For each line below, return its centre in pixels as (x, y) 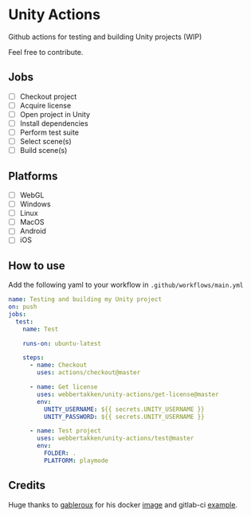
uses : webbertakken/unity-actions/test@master (116, 439)
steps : (33, 358)
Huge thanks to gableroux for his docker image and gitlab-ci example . (123, 504)
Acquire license (45, 105)
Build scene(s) (43, 151)
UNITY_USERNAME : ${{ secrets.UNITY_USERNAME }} (124, 409)
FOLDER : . (60, 453)
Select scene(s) (45, 142)
